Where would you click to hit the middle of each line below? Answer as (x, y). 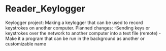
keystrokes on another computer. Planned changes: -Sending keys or (78, 27)
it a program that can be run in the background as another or (81, 38)
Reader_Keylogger (45, 9)
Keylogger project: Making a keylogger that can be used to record (74, 22)
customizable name (26, 43)
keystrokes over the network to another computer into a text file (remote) (81, 33)
